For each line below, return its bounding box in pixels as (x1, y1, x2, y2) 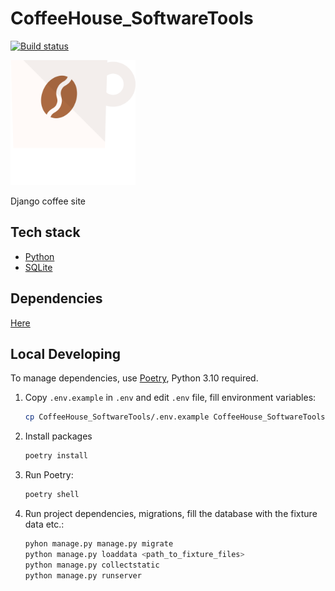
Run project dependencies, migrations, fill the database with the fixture (24, 508, 318, 519)
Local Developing (10, 345, 122, 362)
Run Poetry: (24, 469, 74, 481)
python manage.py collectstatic (24, 560, 160, 570)
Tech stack (10, 224, 81, 241)
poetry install (24, 451, 89, 461)
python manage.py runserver (24, 570, 142, 581)
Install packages (24, 430, 93, 442)
